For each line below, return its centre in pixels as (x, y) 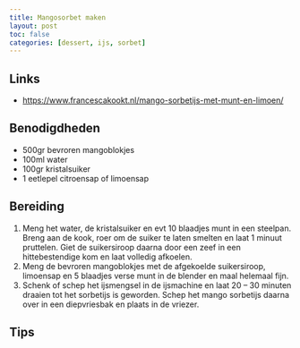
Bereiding (37, 207)
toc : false (30, 34)
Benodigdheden (55, 128)
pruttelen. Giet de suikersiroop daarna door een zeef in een (132, 247)
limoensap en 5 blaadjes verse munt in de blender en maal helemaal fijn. (155, 276)
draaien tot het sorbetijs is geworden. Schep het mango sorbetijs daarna (155, 294)
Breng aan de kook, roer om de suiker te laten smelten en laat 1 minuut (152, 237)
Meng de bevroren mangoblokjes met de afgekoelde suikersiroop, (144, 266)
